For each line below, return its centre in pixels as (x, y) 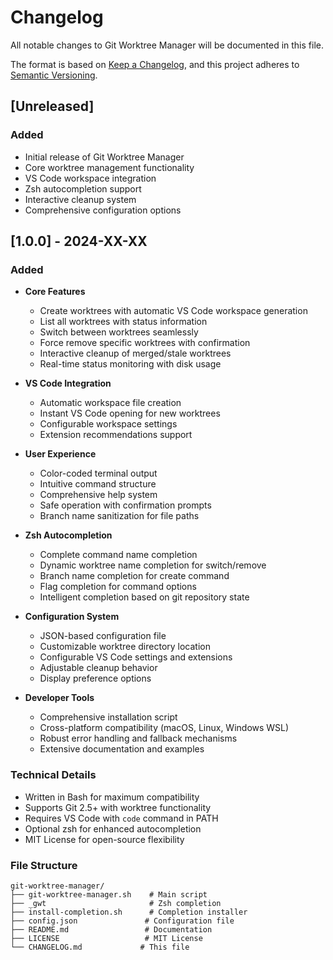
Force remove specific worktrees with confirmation (145, 343)
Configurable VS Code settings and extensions (136, 657)
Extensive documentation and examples (122, 749)
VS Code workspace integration (90, 178)
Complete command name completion (118, 555)
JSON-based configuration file (103, 636)
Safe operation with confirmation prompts (125, 505)
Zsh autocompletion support (83, 188)
